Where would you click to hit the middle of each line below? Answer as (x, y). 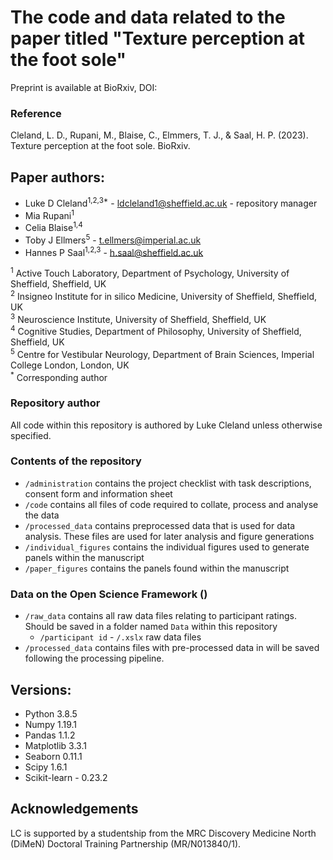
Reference (36, 113)
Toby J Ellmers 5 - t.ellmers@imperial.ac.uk (113, 239)
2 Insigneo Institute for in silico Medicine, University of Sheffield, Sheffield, (164, 295)
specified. (31, 435)
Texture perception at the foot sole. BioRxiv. (100, 146)
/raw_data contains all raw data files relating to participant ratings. (160, 616)
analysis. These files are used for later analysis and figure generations (169, 536)
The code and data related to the (148, 17)
